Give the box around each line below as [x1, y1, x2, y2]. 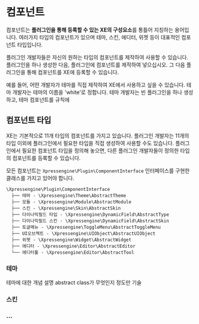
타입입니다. [17, 41, 43, 48]
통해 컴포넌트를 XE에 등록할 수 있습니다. [26, 68, 119, 76]
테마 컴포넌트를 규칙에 [18, 96, 70, 103]
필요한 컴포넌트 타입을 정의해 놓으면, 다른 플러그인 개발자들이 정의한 [21, 147, 179, 154]
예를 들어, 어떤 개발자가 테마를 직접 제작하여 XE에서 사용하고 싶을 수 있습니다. [6, 81, 185, 88]
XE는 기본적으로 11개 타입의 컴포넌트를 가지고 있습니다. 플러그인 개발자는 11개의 [6, 132, 189, 139]
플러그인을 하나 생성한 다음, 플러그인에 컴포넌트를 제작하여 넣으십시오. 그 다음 [6, 61, 185, 68]
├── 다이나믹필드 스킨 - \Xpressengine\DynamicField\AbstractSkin [11, 218, 169, 224]
